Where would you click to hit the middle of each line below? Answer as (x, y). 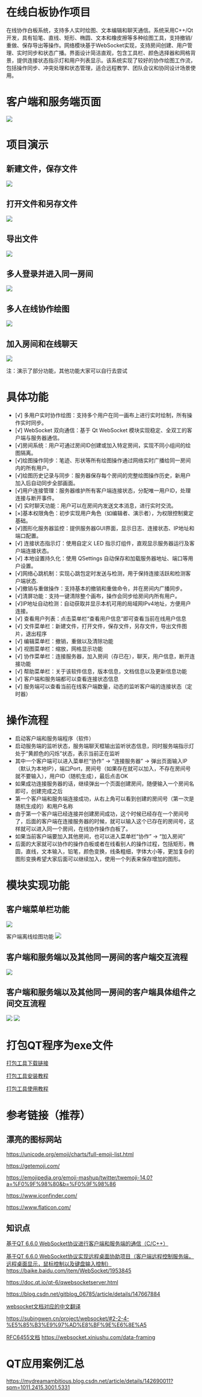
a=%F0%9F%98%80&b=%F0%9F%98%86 (61, 1184)
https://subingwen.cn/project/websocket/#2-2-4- (68, 1319)
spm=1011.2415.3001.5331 (38, 1387)
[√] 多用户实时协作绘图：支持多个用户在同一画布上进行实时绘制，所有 (101, 415)
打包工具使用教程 (27, 1089)
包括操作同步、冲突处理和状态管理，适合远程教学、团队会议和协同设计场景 (98, 67)
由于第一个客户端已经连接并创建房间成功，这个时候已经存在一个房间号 (102, 814)
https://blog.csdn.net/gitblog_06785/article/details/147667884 (83, 1294)
